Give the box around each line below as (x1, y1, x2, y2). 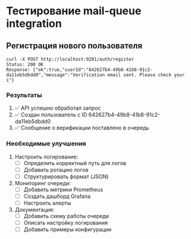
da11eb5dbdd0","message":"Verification (6, 72, 105, 78)
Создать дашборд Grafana (23, 193, 91, 200)
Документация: (14, 206, 55, 213)
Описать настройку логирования (23, 219, 108, 226)
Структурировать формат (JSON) (23, 173, 109, 180)
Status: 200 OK (6, 61, 44, 67)
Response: (6, 67, 31, 73)
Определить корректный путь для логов (23, 159, 127, 166)
